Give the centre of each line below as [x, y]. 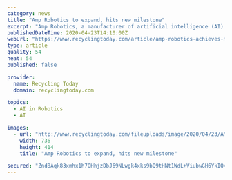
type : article [28, 46]
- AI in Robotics [38, 109]
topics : [18, 103]
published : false [32, 65]
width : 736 [35, 141]
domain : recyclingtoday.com [54, 90]
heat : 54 [20, 59]
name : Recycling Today [46, 83]
